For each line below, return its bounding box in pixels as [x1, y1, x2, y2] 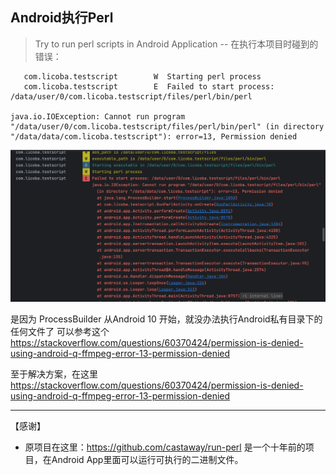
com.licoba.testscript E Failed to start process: [23, 81, 275, 92]
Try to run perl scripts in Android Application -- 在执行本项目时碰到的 [34, 38, 319, 50]
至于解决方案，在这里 [10, 368, 98, 380]
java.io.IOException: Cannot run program [10, 111, 186, 122]
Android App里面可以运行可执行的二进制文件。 [51, 454, 244, 466]
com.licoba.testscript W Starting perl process [23, 71, 262, 82]
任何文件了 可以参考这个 [10, 326, 110, 338]
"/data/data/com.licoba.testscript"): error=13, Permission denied [10, 131, 298, 142]
